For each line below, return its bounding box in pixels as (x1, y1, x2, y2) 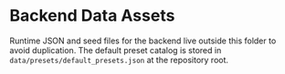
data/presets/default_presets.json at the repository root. (9, 54, 229, 65)
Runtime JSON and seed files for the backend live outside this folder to (9, 35, 277, 46)
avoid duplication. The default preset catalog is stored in (9, 44, 222, 55)
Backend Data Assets (9, 5, 175, 26)
